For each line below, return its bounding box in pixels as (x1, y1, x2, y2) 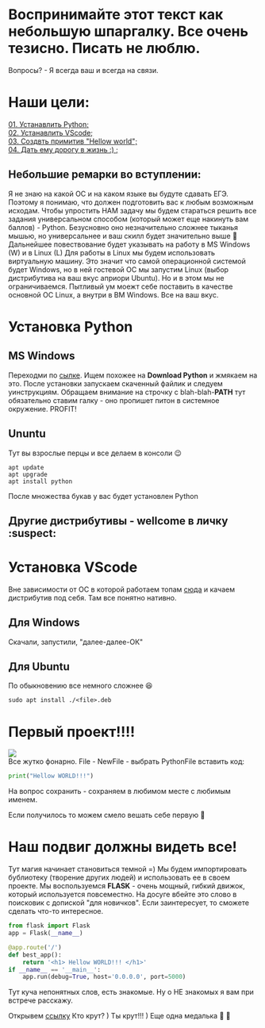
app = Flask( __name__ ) (8, 930, 83, 938)
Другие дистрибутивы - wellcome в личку (8, 514, 229, 527)
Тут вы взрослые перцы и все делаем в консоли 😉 (8, 448, 182, 458)
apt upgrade (8, 470, 48, 478)
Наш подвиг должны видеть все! (8, 838, 238, 856)
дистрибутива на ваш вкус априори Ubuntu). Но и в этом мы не (8, 273, 225, 282)
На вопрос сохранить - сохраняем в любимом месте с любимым (8, 787, 232, 796)
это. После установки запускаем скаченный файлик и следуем (8, 378, 224, 388)
